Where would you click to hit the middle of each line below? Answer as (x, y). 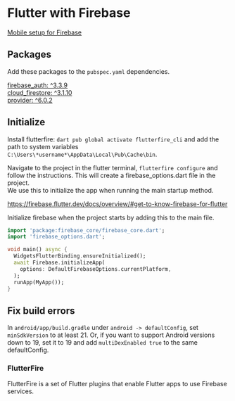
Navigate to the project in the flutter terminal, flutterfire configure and (113, 167)
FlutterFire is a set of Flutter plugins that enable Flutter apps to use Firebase (117, 383)
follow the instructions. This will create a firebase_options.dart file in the (112, 175)
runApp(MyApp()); (39, 282)
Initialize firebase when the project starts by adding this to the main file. (111, 217)
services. (20, 391)
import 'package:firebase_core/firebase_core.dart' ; (86, 230)
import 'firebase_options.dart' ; (56, 237)
